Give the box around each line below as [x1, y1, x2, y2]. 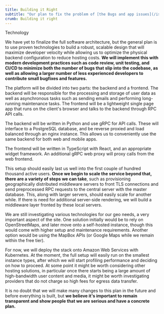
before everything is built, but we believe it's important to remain [5, 293, 138, 299]
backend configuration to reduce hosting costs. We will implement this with [5, 55, 159, 61]
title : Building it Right [5, 7, 58, 12]
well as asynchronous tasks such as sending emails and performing [5, 96, 142, 101]
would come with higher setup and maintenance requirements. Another [5, 227, 148, 233]
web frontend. [5, 156, 34, 162]
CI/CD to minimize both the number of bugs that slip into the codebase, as [5, 65, 158, 71]
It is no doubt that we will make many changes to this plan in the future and [5, 288, 156, 294]
